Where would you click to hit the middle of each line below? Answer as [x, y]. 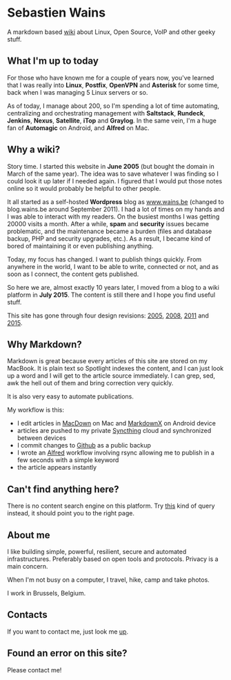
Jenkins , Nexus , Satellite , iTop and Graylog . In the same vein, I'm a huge [112, 120]
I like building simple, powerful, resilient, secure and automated [97, 552]
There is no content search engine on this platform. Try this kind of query [111, 506]
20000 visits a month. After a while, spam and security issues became [108, 223]
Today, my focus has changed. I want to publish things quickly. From [104, 259]
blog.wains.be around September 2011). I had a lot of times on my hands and [116, 209]
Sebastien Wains [56, 13]
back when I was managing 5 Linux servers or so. [78, 92]
